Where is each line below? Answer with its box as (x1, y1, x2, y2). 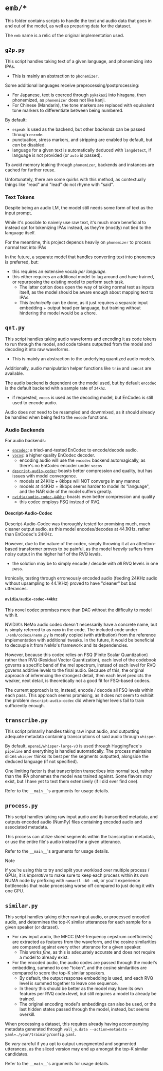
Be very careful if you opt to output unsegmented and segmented (5, 1041, 136, 1047)
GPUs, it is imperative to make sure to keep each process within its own (5, 872, 149, 878)
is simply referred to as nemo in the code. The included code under (5, 626, 138, 633)
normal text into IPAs (5, 245, 47, 250)
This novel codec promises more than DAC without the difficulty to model (5, 607, 152, 613)
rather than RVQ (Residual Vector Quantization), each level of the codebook (5, 657, 157, 662)
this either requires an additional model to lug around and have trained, (12, 274, 154, 280)
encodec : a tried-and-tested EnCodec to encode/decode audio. (12, 447, 138, 453)
